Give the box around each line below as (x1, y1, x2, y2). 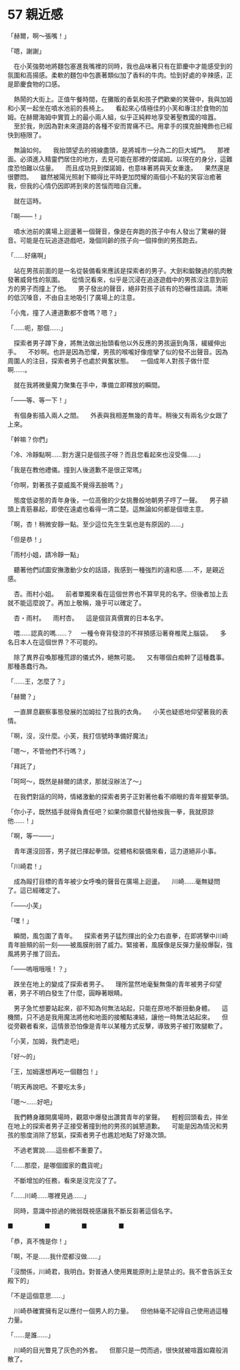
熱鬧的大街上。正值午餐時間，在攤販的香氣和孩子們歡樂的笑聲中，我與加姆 (13, 94, 233, 104)
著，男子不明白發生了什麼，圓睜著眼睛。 (7, 989, 126, 997)
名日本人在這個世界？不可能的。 (7, 637, 101, 646)
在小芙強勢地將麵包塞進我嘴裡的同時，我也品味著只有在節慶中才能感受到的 (13, 61, 233, 70)
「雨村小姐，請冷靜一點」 (7, 550, 83, 559)
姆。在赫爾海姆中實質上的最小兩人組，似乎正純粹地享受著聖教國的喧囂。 (7, 112, 220, 121)
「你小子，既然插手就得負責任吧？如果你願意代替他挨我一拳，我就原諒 (7, 807, 214, 816)
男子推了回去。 (19, 949, 64, 958)
